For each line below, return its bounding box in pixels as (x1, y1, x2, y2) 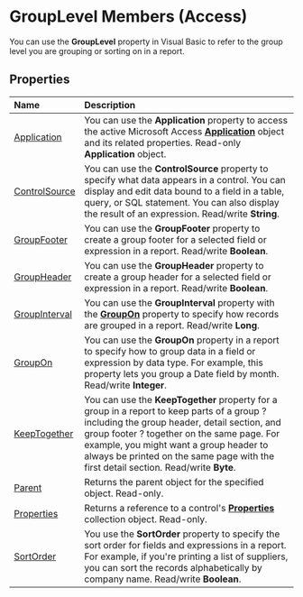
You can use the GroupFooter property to (84, 222, 261, 234)
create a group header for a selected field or (84, 271, 272, 283)
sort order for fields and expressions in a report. (84, 538, 287, 551)
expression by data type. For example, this (84, 356, 263, 369)
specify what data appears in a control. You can (84, 173, 286, 186)
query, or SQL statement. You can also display (84, 196, 280, 208)
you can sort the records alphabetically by (84, 561, 263, 574)
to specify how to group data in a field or (84, 344, 256, 357)
